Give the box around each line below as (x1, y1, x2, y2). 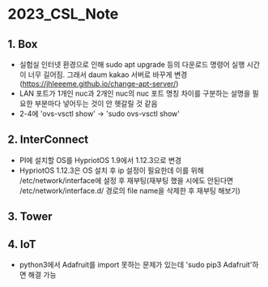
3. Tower (7, 210, 53, 224)
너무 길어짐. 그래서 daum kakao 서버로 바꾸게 (28, 70, 173, 79)
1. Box (7, 37, 38, 51)
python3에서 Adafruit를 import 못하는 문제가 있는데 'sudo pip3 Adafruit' (19, 260, 253, 270)
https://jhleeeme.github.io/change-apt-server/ (22, 79, 177, 88)
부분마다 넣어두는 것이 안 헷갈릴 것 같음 (34, 99, 159, 108)
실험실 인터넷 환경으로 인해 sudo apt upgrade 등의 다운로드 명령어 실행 (19, 60, 245, 69)
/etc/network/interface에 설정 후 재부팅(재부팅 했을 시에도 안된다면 (19, 175, 234, 185)
